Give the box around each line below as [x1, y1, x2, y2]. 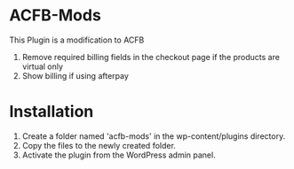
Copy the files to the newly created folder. [21, 140, 176, 150]
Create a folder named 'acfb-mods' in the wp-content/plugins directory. [21, 130, 286, 142]
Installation [9, 102, 94, 122]
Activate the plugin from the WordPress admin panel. [21, 150, 216, 160]
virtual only [21, 61, 64, 72]
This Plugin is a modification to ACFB [9, 35, 145, 45]
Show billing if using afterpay [21, 70, 129, 81]
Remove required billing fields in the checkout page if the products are [21, 51, 280, 62]
